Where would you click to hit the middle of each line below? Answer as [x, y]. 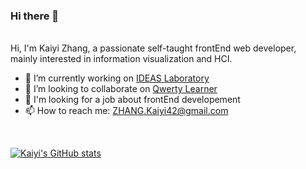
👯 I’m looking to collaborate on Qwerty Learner [121, 89]
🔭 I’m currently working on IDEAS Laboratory [117, 78]
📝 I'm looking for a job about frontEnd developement [132, 100]
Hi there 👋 [35, 16]
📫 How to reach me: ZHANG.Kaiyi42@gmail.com [126, 111]
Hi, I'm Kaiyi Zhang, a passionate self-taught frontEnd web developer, [153, 48]
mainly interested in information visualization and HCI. [121, 59]
